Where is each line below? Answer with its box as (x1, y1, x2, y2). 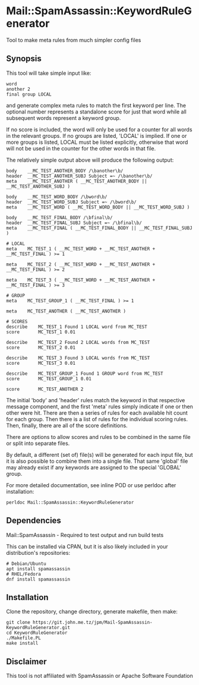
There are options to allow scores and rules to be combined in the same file (6, 433, 191, 440)
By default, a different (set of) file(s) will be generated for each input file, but (6, 451, 193, 458)
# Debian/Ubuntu (6, 560, 46, 567)
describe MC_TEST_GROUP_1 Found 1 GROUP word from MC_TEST (6, 370, 163, 377)
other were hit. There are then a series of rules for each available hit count (6, 409, 188, 416)
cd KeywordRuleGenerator (6, 630, 68, 636)
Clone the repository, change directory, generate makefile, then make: (6, 608, 178, 615)
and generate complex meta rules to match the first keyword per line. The (6, 102, 186, 109)
